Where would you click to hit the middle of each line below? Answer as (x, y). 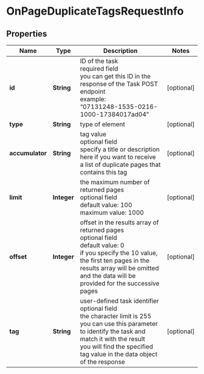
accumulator (28, 153)
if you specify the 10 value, (119, 253)
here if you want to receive (118, 157)
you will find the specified (117, 347)
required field (99, 69)
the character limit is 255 (116, 316)
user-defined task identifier (120, 301)
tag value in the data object (119, 354)
